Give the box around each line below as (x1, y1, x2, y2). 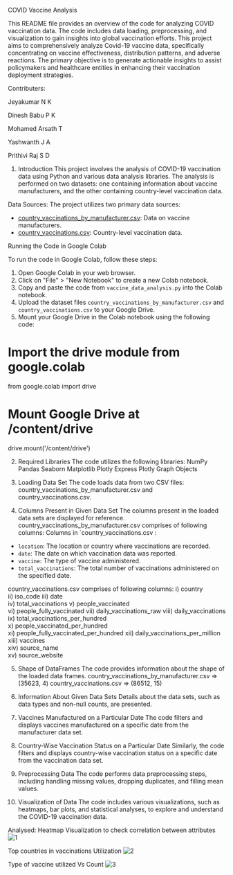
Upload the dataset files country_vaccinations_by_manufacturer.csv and (17, 298, 224, 306)
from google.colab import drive (8, 382, 97, 390)
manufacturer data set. (17, 727, 84, 736)
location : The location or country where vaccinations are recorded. (17, 542, 211, 550)
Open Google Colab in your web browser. (17, 269, 136, 276)
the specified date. (17, 571, 72, 579)
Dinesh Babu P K (8, 111, 56, 119)
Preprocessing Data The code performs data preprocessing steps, (17, 769, 207, 778)
